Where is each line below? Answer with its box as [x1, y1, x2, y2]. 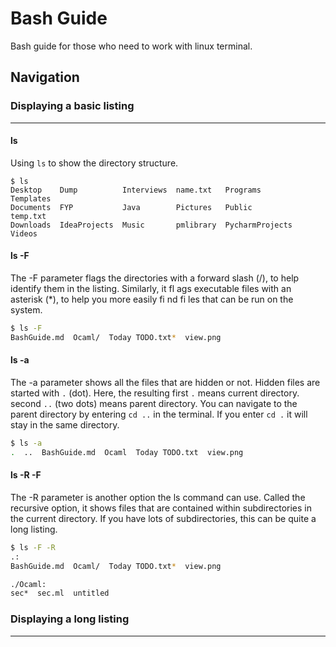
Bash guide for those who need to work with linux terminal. [10, 40, 253, 52]
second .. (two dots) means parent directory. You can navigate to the [10, 397, 298, 409]
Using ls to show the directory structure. [10, 157, 179, 169]
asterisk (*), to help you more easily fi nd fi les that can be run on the [10, 293, 294, 306]
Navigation [10, 69, 80, 86]
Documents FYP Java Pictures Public [10, 202, 253, 212]
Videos [10, 228, 38, 239]
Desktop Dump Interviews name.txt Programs [10, 185, 262, 195]
